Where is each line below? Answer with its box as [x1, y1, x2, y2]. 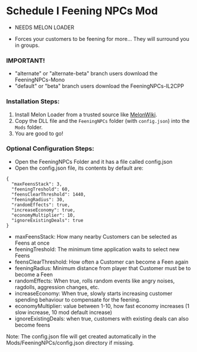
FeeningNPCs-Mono [14, 76, 65, 84]
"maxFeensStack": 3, [11, 181, 62, 187]
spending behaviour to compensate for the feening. [14, 296, 141, 303]
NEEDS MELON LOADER [14, 24, 74, 31]
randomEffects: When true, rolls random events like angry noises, [14, 277, 175, 284]
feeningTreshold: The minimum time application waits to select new [14, 245, 180, 253]
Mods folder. [14, 123, 43, 131]
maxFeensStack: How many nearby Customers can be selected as [14, 233, 177, 240]
